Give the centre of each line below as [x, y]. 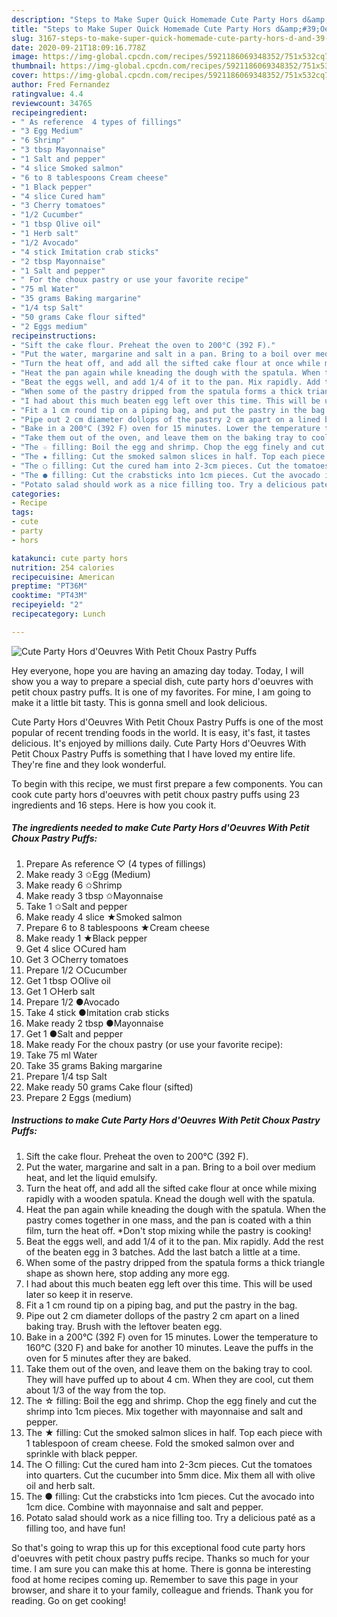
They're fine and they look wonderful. [89, 764]
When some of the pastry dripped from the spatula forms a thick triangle [175, 1262]
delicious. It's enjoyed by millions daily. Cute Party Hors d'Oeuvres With [159, 743]
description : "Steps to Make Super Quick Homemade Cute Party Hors [155, 19]
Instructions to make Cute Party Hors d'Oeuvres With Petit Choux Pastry [166, 1120]
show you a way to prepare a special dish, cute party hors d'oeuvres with [162, 681]
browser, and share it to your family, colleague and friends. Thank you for [162, 1590]
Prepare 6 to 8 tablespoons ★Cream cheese [118, 927]
